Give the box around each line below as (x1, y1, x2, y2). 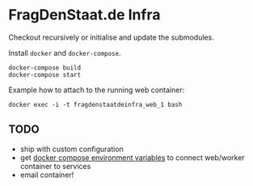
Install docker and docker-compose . (8, 48, 121, 57)
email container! (19, 170, 74, 180)
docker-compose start (8, 70, 82, 78)
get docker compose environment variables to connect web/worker (19, 152, 245, 163)
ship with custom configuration (19, 144, 124, 154)
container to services (19, 161, 91, 171)
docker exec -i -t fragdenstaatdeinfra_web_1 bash (8, 100, 183, 108)
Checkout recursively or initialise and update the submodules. (8, 32, 214, 42)
